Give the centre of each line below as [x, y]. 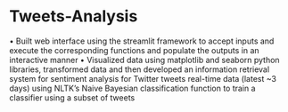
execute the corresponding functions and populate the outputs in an [135, 50]
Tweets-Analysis [74, 16]
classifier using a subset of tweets [72, 97]
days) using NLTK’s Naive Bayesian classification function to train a [132, 88]
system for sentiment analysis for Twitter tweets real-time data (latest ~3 [143, 78]
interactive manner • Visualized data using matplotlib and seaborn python [144, 60]
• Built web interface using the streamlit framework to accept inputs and [142, 41]
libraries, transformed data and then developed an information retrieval [140, 69]
